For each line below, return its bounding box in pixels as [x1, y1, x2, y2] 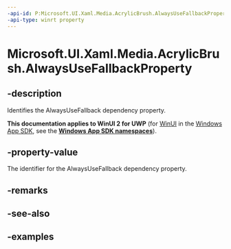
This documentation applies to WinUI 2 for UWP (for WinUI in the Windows [7, 119, 222, 128]
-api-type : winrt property [7, 16, 85, 23]
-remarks [7, 185, 48, 196]
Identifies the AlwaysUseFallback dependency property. [7, 106, 166, 114]
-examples [7, 231, 54, 243]
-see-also [7, 208, 50, 220]
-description [7, 88, 62, 99]
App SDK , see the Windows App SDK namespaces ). [7, 126, 157, 134]
